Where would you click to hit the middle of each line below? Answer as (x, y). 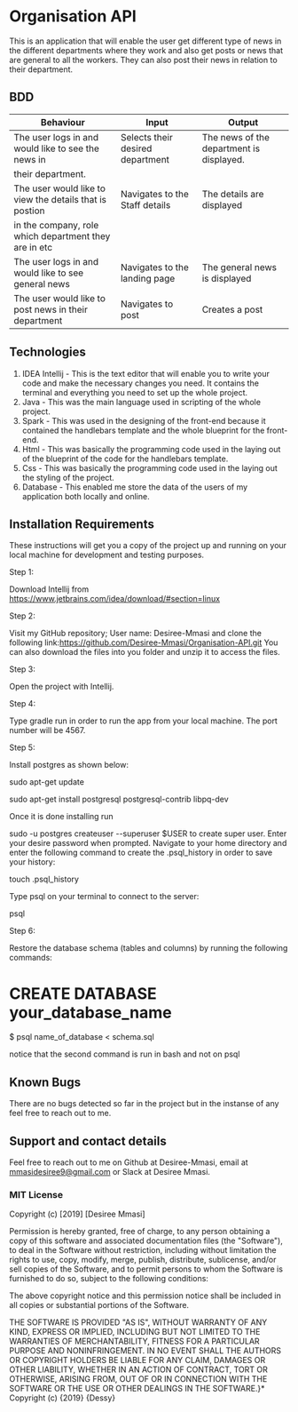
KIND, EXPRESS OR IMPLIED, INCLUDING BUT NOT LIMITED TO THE (135, 1332)
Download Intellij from (49, 589)
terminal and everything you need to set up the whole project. (135, 392)
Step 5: (22, 747)
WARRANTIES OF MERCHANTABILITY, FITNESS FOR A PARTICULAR (134, 1341)
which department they (62, 235)
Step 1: (21, 572)
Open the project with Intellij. (62, 687)
